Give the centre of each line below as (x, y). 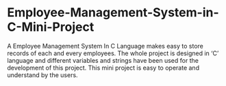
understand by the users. (42, 75)
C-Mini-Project (51, 27)
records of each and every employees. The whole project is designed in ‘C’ (113, 53)
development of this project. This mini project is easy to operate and (103, 68)
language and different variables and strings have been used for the (103, 60)
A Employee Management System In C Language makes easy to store (105, 46)
